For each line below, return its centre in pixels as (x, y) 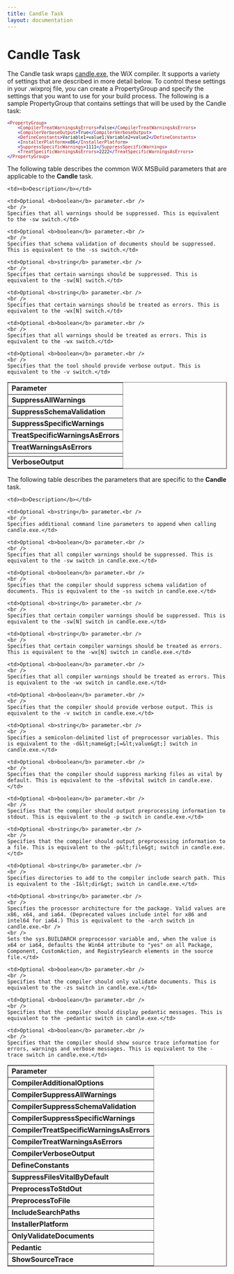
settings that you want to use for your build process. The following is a (108, 96)
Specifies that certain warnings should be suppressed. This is (102, 275)
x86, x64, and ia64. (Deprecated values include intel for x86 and (107, 915)
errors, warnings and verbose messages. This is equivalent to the (107, 1049)
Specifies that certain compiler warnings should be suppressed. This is (117, 616)
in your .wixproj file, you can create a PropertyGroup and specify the (106, 89)
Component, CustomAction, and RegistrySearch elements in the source (110, 951)
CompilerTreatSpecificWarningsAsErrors (81, 1130)
